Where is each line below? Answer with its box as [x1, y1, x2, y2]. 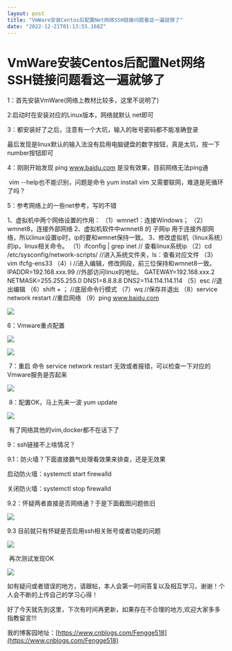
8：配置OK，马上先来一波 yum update [8, 398, 117, 407]
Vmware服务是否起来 [7, 371, 68, 379]
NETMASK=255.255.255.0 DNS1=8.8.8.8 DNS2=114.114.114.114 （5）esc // [7, 277, 216, 285]
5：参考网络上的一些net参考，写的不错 [7, 202, 117, 210]
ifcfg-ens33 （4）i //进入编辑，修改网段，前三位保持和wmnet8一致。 [19, 260, 216, 268]
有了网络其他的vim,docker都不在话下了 [8, 426, 119, 434]
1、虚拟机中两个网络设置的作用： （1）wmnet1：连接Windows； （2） [7, 216, 207, 224]
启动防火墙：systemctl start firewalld [7, 470, 112, 478]
